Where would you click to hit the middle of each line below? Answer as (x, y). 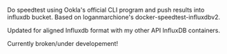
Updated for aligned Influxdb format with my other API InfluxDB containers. (114, 30)
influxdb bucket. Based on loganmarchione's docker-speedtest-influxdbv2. (114, 17)
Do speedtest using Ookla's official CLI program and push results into (106, 10)
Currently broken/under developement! (63, 43)
